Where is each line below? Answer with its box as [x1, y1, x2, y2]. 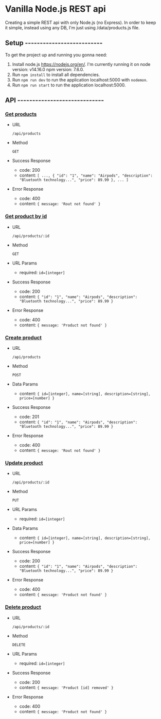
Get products [5, 111, 37, 118]
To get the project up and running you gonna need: [5, 52, 107, 58]
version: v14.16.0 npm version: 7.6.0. [12, 66, 84, 72]
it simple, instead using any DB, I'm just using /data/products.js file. [5, 24, 140, 30]
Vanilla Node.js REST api [5, 3, 106, 15]
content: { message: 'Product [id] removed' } [19, 684, 114, 690]
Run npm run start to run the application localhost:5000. [12, 82, 126, 88]
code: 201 [19, 414, 39, 420]
